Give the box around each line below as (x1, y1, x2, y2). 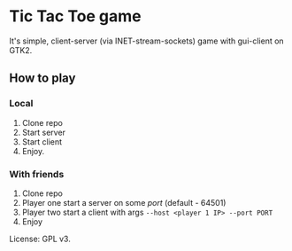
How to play (9, 71, 76, 86)
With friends (9, 168, 65, 180)
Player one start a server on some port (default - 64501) (21, 197, 227, 208)
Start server (21, 127, 66, 137)
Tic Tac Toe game (9, 6, 142, 27)
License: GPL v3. (9, 233, 71, 244)
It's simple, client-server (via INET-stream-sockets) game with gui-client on (9, 35, 285, 46)
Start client (21, 136, 63, 147)
